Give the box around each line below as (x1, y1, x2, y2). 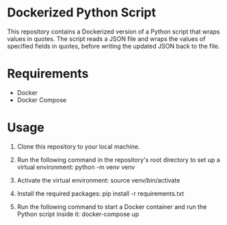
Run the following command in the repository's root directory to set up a (16, 155, 220, 163)
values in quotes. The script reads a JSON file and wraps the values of (7, 34, 206, 42)
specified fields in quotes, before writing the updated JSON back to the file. (7, 42, 220, 50)
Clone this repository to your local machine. (16, 142, 140, 150)
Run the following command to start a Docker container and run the (16, 202, 207, 211)
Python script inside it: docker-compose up (16, 210, 139, 218)
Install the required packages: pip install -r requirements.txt (16, 189, 185, 198)
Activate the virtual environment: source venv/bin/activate (16, 176, 181, 184)
